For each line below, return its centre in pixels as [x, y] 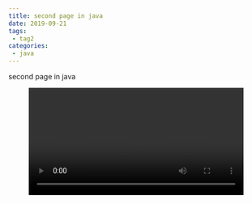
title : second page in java [56, 16]
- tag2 [23, 38]
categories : [28, 46]
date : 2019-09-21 [38, 23]
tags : [17, 31]
